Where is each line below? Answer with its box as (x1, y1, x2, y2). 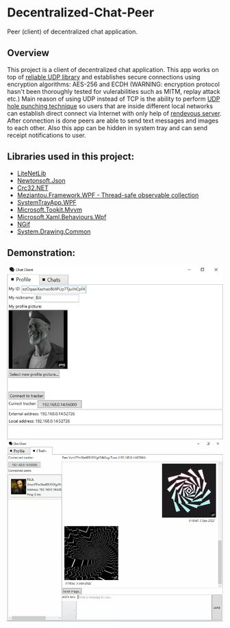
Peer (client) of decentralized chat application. (7, 27, 138, 36)
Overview (7, 47, 50, 59)
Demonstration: (7, 247, 76, 258)
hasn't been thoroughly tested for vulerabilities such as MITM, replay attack (7, 87, 220, 95)
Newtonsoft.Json (16, 176, 66, 184)
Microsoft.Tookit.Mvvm (16, 205, 83, 214)
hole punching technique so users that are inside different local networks (7, 101, 214, 110)
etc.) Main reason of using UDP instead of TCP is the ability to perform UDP (7, 95, 220, 103)
